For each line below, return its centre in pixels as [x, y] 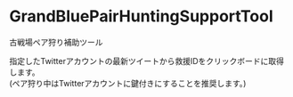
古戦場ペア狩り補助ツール [56, 42]
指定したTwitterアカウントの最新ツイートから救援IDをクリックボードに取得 [147, 61]
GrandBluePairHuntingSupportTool [141, 16]
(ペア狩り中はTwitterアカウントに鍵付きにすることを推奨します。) [128, 83]
